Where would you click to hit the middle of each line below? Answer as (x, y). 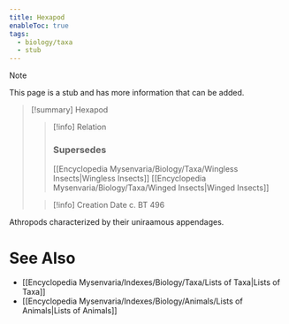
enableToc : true (39, 26)
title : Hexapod (37, 17)
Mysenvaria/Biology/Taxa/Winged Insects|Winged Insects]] (161, 188)
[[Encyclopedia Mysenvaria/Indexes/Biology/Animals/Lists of (132, 301)
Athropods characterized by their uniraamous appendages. (117, 222)
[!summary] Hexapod (69, 110)
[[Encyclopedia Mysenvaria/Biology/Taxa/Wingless (145, 169)
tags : (19, 34)
